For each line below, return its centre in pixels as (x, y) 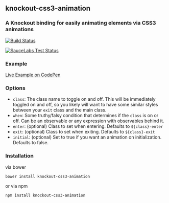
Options (15, 88)
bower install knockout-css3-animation (48, 176)
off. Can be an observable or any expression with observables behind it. (88, 121)
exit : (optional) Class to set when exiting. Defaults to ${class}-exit (84, 132)
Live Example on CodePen (33, 75)
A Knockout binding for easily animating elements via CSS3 (81, 23)
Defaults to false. (31, 143)
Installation (20, 156)
